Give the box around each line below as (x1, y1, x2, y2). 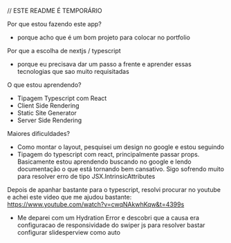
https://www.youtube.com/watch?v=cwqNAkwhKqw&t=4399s (7, 200, 185, 208)
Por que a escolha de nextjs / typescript (7, 47, 121, 55)
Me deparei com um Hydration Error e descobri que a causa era (17, 214, 199, 222)
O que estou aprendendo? (7, 81, 82, 89)
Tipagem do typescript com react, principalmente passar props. (17, 150, 200, 158)
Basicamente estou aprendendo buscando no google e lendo (17, 157, 192, 166)
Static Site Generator (17, 109, 77, 117)
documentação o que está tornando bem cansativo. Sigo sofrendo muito (17, 165, 225, 173)
